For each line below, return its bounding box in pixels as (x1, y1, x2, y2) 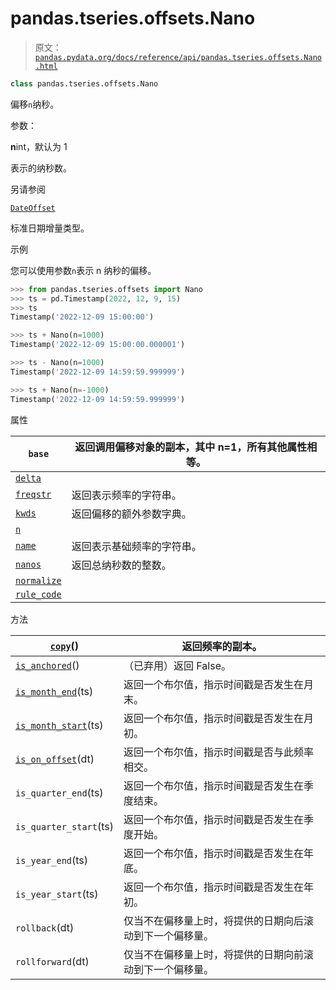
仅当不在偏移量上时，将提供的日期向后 (123, 913, 304, 927)
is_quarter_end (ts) (15, 785, 104, 799)
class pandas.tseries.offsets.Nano (10, 78, 159, 89)
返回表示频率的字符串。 (71, 488, 182, 502)
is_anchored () (15, 658, 80, 672)
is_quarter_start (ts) (15, 819, 114, 833)
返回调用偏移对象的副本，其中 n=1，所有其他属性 (74, 440, 308, 454)
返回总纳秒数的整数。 (71, 558, 172, 572)
